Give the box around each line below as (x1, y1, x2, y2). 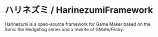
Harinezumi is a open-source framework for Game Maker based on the (4, 21, 151, 27)
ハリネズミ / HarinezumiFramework (4, 4, 153, 16)
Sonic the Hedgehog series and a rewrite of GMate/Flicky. (4, 26, 124, 32)
